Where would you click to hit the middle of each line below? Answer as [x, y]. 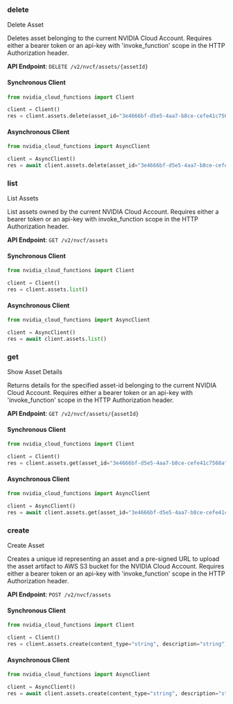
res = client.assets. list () [48, 290]
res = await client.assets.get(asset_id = [68, 512]
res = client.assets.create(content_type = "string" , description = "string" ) [118, 644]
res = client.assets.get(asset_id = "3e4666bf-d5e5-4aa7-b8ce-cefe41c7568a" [118, 463]
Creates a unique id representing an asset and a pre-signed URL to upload [113, 559]
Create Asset [26, 546]
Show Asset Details [35, 372]
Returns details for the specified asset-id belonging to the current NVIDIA [112, 385]
